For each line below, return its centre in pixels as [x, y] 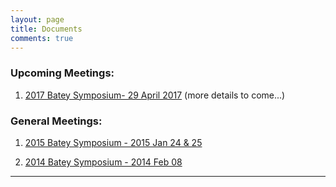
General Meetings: [56, 121]
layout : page [37, 19]
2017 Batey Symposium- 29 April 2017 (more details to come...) [155, 95]
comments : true [42, 38]
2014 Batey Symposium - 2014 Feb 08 [103, 162]
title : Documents [46, 29]
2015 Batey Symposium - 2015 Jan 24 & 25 [113, 142]
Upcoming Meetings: [62, 73]
